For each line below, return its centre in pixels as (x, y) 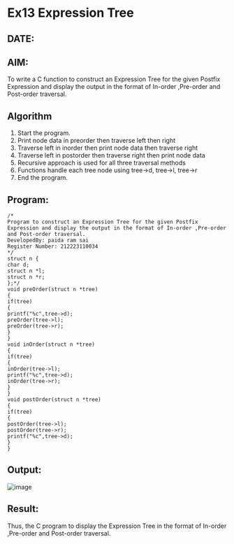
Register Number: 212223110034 (53, 246)
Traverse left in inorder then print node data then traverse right (107, 148)
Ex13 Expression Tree (71, 13)
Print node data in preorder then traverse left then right (96, 141)
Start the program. (44, 133)
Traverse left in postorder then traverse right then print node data (111, 155)
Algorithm (30, 116)
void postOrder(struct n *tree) (54, 400)
